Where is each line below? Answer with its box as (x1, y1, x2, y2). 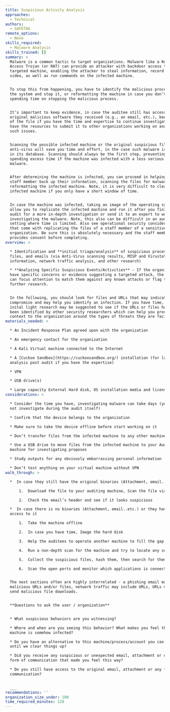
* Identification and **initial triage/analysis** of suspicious (10, 249, 151, 254)
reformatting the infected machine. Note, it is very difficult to (10, 184, 155, 189)
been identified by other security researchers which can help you (10, 309, 155, 314)
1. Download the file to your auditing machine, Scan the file (18, 488, 157, 493)
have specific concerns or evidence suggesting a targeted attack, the (10, 272, 164, 277)
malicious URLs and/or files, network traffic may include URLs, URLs (10, 584, 162, 590)
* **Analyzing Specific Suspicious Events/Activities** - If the (10, 268, 151, 273)
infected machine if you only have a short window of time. (10, 189, 139, 194)
